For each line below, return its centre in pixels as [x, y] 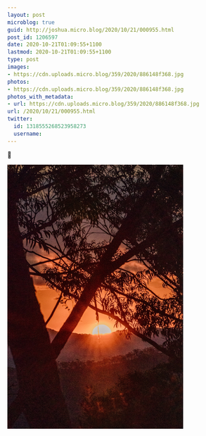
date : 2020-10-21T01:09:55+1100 [54, 45]
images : [19, 67]
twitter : [20, 119]
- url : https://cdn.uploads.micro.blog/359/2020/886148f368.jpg [103, 104]
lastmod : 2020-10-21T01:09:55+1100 [59, 52]
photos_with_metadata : [40, 96]
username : [28, 134]
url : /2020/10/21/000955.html [52, 112]
